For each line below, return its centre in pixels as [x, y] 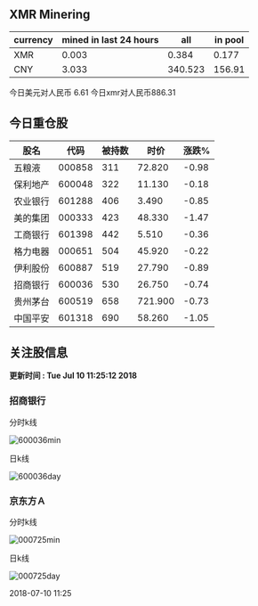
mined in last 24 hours [110, 39]
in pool [230, 39]
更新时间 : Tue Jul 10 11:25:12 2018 [73, 376]
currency [33, 39]
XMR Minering [50, 15]
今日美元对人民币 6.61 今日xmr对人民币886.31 [93, 92]
